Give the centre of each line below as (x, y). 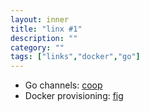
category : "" (37, 47)
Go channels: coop (63, 85)
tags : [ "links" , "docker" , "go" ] (75, 57)
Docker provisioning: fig (74, 96)
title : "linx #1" (46, 29)
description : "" (44, 38)
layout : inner (40, 19)
